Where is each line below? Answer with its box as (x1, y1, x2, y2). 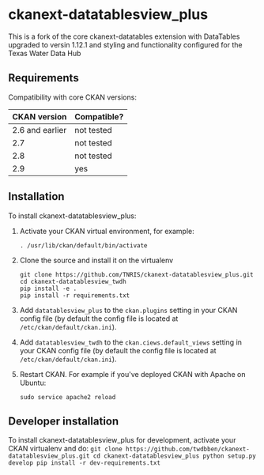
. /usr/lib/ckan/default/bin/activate (19, 241, 148, 250)
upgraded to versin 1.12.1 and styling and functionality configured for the (8, 40, 243, 49)
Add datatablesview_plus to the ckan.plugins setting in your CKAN (19, 305, 238, 315)
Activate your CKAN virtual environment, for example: (19, 226, 195, 236)
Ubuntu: (19, 378, 47, 387)
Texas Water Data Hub (8, 48, 81, 58)
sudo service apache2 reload (19, 393, 116, 401)
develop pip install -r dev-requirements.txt (8, 459, 160, 467)
